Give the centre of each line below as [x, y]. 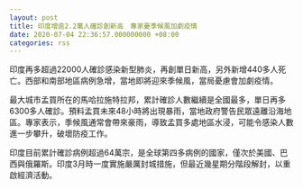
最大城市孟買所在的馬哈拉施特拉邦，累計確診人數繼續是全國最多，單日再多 [147, 100]
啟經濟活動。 [33, 175]
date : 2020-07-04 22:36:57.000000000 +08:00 [94, 34]
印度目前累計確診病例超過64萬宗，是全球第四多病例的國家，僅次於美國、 [145, 153]
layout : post [34, 18]
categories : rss [40, 43]
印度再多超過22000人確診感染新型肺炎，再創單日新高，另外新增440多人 [144, 69]
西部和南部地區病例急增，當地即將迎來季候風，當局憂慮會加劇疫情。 [151, 81]
